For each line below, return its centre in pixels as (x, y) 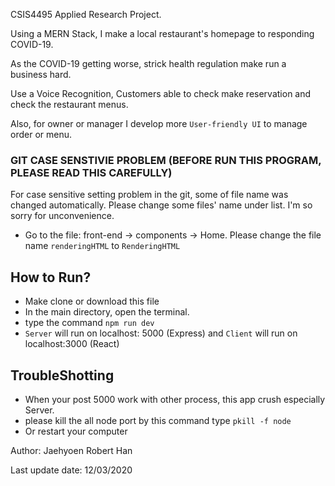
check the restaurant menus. (69, 104)
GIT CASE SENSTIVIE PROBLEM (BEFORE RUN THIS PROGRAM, (166, 160)
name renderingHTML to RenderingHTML (102, 246)
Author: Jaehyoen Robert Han (71, 450)
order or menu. (41, 134)
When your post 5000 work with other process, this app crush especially (175, 399)
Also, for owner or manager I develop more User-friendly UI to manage (159, 123)
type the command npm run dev (89, 323)
